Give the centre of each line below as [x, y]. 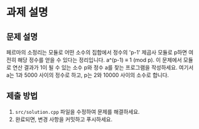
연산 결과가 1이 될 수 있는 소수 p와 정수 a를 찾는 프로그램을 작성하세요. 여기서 [103, 68]
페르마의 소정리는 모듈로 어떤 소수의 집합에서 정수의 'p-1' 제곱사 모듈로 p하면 [97, 52]
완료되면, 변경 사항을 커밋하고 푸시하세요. [64, 119]
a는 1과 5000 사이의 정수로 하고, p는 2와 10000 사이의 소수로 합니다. [88, 75]
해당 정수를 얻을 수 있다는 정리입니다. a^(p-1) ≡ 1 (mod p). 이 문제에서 [99, 60]
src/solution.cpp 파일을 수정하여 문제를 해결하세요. [77, 111]
